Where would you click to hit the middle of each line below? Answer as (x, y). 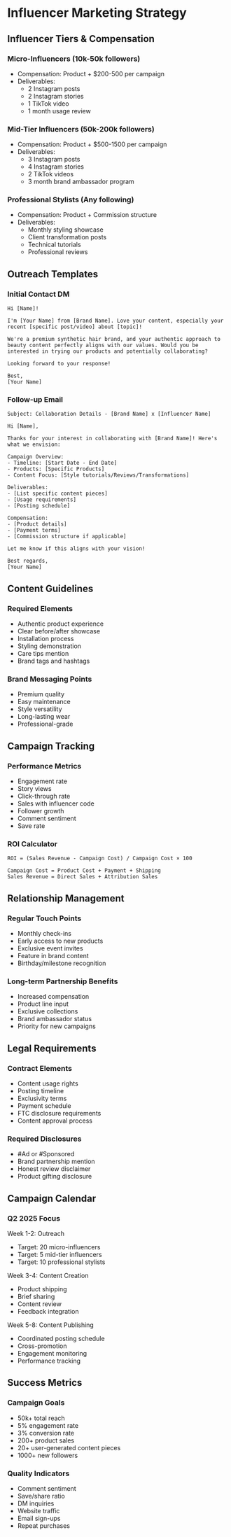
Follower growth (41, 811)
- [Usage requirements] (42, 500)
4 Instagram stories (56, 167)
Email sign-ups (39, 1518)
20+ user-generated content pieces (69, 1447)
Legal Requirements (52, 1048)
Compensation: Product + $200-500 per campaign (91, 73)
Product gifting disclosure (55, 1177)
